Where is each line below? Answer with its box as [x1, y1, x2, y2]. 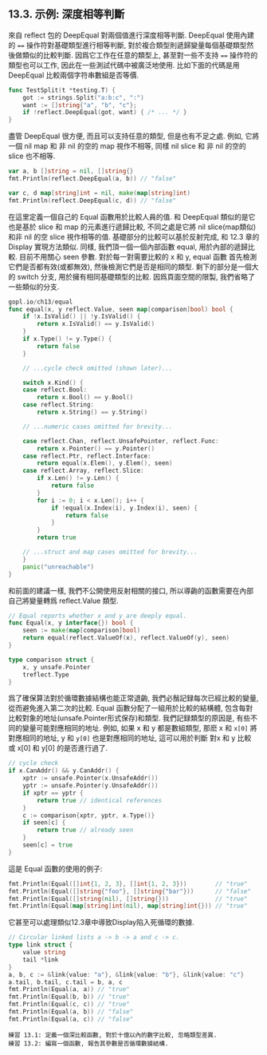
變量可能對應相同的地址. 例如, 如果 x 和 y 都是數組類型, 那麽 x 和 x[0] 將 [22, 724, 257, 733]
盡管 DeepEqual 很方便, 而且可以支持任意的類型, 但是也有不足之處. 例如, [8, 131, 244, 141]
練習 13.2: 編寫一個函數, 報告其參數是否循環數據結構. [8, 1039, 169, 1048]
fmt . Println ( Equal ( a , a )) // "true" [8, 986, 130, 994]
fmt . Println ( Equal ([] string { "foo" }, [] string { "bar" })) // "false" [8, 887, 251, 895]
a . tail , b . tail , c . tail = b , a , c [8, 978, 124, 986]
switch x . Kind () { [22, 379, 84, 387]
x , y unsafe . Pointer [22, 663, 91, 671]
